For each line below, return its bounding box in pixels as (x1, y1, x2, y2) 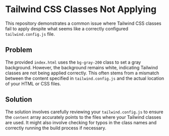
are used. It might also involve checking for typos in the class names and (5, 119, 157, 125)
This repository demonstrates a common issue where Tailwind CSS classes (5, 20, 161, 26)
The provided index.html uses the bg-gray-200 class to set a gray (5, 59, 141, 65)
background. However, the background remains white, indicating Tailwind (5, 64, 158, 70)
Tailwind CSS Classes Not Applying (5, 4, 157, 15)
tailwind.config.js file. (5, 31, 55, 37)
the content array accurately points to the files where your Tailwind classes (5, 114, 161, 120)
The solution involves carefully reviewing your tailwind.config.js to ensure (5, 109, 163, 115)
